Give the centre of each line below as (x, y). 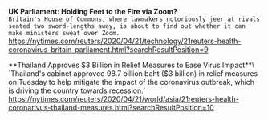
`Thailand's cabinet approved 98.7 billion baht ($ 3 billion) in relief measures (133, 74)
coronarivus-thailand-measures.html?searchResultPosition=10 (111, 108)
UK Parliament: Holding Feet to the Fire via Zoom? (93, 12)
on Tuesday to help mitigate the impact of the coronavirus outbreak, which (132, 82)
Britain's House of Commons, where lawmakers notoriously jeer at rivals (134, 19)
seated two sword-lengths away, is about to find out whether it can (127, 26)
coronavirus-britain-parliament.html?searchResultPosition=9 (108, 50)
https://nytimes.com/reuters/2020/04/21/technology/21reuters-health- (125, 41)
